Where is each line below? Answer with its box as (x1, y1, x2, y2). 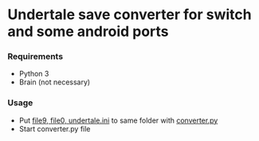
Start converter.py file (18, 123, 91, 133)
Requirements (7, 51, 64, 62)
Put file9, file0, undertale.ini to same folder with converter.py (18, 116, 218, 125)
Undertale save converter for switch (7, 6, 252, 24)
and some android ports (7, 22, 169, 41)
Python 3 (18, 69, 49, 79)
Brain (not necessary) (18, 77, 91, 87)
